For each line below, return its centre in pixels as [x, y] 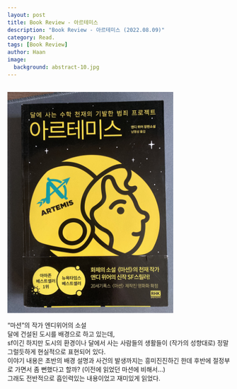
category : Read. [31, 37]
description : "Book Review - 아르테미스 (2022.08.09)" [86, 30]
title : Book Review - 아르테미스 [53, 22]
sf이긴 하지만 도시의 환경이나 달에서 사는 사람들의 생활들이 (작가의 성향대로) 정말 [118, 342]
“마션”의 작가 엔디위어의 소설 [47, 325]
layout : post [27, 15]
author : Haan [27, 52]
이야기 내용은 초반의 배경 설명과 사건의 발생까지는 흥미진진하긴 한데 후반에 [109, 360]
